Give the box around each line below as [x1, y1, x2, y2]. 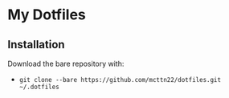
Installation [7, 38, 65, 51]
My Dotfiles [7, 6, 86, 24]
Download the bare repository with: [7, 59, 125, 68]
